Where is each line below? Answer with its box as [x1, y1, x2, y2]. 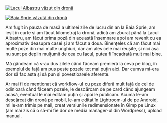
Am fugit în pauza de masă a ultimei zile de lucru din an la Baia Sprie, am [5, 24, 156, 30]
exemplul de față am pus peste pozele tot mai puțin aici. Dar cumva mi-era [5, 66, 159, 72]
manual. [5, 113, 22, 119]
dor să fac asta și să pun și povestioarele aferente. [5, 71, 110, 77]
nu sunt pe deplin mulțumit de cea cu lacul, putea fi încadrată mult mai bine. [5, 51, 162, 57]
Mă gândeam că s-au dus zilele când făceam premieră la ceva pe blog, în [5, 61, 157, 66]
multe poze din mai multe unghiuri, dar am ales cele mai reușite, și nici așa [5, 46, 159, 51]
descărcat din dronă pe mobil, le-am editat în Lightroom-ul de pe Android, [5, 97, 158, 103]
